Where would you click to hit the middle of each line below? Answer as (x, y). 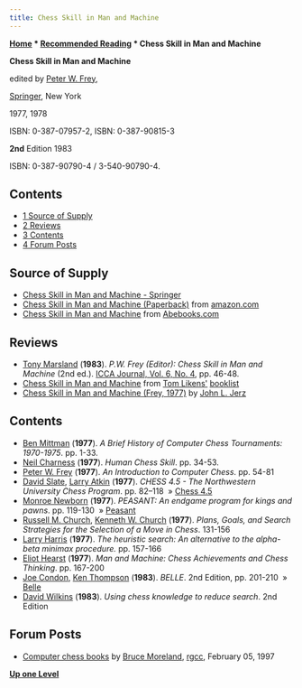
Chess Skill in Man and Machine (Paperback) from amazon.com (141, 304)
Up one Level (34, 674)
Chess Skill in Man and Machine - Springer (102, 295)
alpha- (268, 539)
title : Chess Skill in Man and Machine (84, 18)
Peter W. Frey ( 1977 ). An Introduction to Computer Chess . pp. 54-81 (148, 471)
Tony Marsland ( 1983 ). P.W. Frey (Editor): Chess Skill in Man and (142, 364)
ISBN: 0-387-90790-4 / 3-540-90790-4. (85, 166)
